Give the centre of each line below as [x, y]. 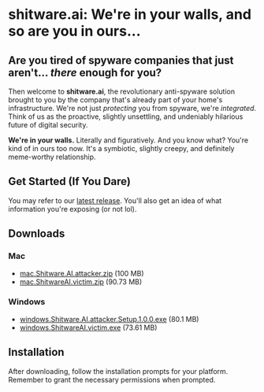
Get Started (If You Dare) [70, 181]
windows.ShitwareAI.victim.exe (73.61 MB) [88, 327]
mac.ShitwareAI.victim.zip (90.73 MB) [81, 282]
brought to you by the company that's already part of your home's [115, 100]
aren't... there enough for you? [85, 72]
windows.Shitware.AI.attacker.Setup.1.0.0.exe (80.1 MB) [109, 319]
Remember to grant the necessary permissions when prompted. [112, 379]
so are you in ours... [74, 31]
